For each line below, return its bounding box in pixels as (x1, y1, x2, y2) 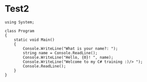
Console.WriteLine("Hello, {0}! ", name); (23, 55, 114, 60)
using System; (5, 20, 35, 25)
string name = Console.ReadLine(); (23, 50, 98, 55)
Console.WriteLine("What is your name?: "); (23, 46, 118, 51)
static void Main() (14, 37, 55, 42)
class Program (5, 28, 35, 33)
